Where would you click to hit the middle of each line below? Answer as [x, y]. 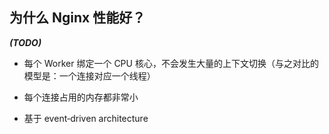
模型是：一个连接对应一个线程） [89, 75]
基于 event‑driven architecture [86, 118]
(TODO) [25, 42]
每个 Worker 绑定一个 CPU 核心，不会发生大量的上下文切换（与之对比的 [171, 63]
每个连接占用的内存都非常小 [81, 97]
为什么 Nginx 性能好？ [77, 18]
